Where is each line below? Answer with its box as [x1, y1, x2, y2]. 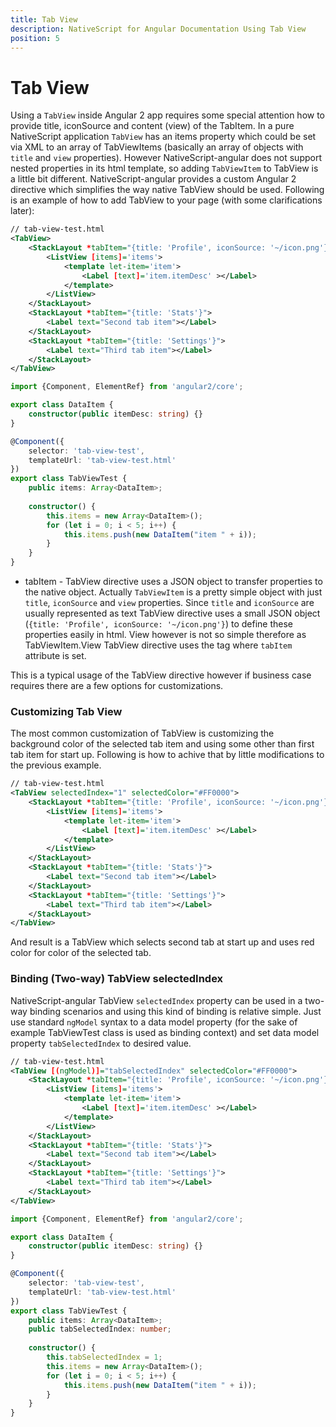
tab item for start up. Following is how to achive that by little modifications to [10, 749, 325, 761]
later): [10, 205, 35, 217]
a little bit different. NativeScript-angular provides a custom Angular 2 [10, 173, 297, 185]
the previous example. [10, 759, 102, 771]
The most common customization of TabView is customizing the [10, 727, 275, 740]
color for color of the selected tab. [10, 947, 152, 959]
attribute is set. [24, 650, 87, 662]
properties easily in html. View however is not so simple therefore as [24, 629, 307, 641]
